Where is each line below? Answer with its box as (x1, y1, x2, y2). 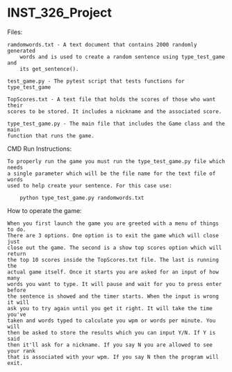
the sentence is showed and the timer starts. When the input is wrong (7, 293, 219, 300)
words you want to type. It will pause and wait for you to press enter (7, 280, 222, 287)
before (7, 287, 26, 294)
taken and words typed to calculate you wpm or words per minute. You (7, 317, 216, 324)
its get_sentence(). (19, 65, 79, 72)
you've (7, 311, 26, 318)
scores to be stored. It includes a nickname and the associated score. (7, 108, 222, 115)
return (7, 250, 26, 257)
